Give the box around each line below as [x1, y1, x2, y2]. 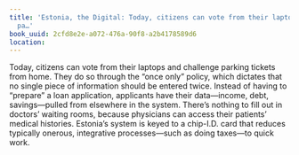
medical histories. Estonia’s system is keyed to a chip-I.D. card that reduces [9, 119, 287, 129]
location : [9, 37, 46, 47]
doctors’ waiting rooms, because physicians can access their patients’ [9, 109, 267, 120]
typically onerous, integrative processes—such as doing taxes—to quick [9, 128, 274, 138]
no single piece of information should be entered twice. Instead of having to [9, 81, 287, 91]
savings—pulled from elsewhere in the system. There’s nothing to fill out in [9, 99, 283, 111]
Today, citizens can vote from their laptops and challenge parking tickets [9, 62, 276, 73]
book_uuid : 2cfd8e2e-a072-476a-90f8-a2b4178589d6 [9, 29, 198, 38]
